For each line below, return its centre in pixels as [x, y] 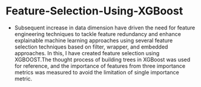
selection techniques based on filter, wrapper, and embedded [91, 47]
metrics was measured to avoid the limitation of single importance [97, 72]
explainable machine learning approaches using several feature [94, 40]
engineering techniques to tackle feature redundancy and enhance [97, 34]
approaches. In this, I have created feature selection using [87, 53]
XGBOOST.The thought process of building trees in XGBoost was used [102, 59]
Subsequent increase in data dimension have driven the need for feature [105, 28]
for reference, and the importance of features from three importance [100, 66]
